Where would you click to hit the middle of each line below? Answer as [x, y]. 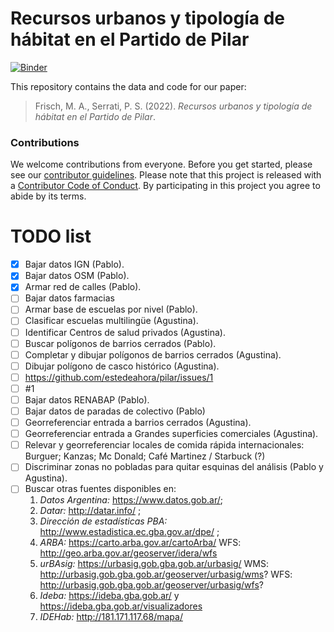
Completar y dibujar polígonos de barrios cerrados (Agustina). [153, 354]
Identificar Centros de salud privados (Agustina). [125, 332]
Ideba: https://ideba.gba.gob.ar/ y [109, 596]
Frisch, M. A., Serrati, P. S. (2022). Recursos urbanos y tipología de [173, 106]
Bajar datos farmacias [69, 298]
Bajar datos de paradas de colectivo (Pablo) [115, 411]
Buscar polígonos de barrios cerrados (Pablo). [120, 343]
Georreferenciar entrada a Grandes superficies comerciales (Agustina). [171, 434]
